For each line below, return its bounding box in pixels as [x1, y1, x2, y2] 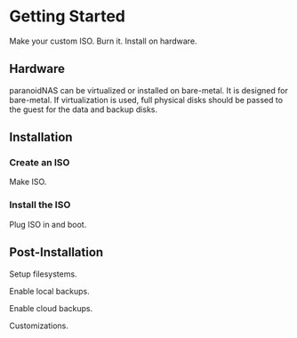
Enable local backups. [9, 286, 91, 296]
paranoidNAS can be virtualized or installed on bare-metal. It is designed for [9, 84, 289, 95]
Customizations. [9, 320, 69, 331]
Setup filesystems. [9, 269, 77, 279]
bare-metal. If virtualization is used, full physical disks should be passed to [9, 94, 283, 105]
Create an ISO [9, 157, 70, 169]
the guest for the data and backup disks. [9, 104, 158, 115]
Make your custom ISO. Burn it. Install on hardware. [9, 36, 197, 46]
